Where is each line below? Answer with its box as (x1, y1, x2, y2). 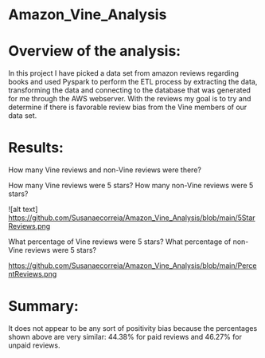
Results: (8, 139, 64, 157)
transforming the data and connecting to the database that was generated (8, 85, 251, 95)
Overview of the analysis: (8, 42, 181, 61)
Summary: (8, 297, 80, 316)
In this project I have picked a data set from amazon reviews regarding (8, 69, 240, 78)
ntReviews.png (8, 269, 57, 279)
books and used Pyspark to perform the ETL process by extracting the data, (8, 77, 258, 87)
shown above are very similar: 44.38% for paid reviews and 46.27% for (8, 332, 243, 341)
